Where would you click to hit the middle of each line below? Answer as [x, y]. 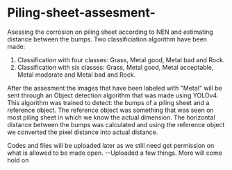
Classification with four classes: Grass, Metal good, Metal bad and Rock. [121, 59]
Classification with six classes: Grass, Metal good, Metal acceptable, [115, 67]
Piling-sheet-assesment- [82, 13]
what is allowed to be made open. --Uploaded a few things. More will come [115, 153]
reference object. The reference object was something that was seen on [110, 110]
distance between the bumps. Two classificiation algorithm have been [107, 39]
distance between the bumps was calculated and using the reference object [116, 124]
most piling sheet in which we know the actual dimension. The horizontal [111, 117]
